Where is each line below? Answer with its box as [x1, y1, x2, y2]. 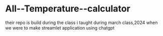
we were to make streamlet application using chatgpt [5, 24, 115, 30]
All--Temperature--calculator [5, 3, 130, 14]
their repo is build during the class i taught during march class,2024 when [5, 19, 158, 25]
